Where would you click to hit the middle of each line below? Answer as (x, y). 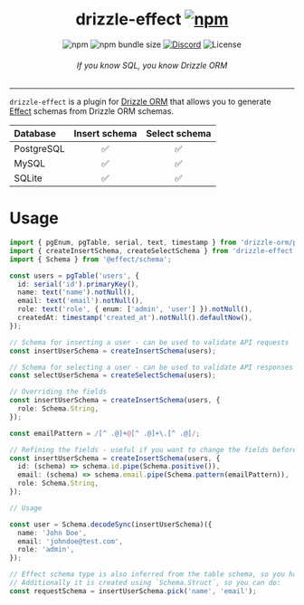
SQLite (28, 178)
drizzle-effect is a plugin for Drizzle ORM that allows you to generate (140, 102)
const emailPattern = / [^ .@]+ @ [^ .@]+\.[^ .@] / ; (105, 433)
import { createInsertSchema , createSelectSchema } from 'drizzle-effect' (153, 251)
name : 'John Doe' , (52, 533)
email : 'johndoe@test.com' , (71, 541)
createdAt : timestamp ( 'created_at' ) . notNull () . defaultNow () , (135, 318)
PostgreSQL (39, 149)
